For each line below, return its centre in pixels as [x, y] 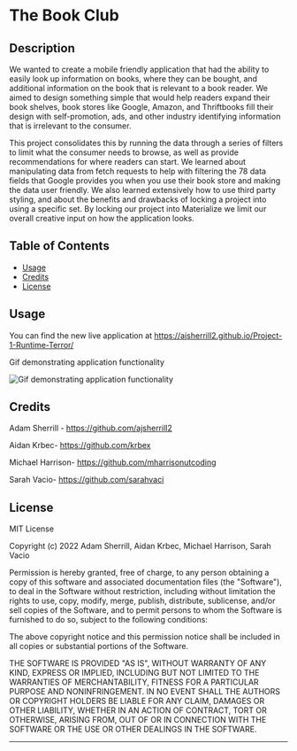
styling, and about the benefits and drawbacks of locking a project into [138, 199]
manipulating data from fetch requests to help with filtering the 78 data [138, 171]
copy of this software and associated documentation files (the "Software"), [146, 582]
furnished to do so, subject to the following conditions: [108, 620]
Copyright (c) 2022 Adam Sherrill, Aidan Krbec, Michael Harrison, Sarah [140, 546]
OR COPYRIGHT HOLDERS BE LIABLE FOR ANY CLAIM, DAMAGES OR [137, 701]
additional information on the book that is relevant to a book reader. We [138, 88]
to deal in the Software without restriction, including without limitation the [142, 592]
